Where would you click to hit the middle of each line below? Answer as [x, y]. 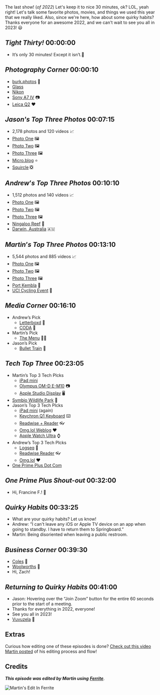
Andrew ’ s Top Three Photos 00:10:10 [62, 183]
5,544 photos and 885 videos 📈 [44, 257]
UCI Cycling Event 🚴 [32, 291]
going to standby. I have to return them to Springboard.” [68, 529]
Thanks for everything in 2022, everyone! [54, 609]
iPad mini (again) [36, 410]
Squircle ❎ [23, 167]
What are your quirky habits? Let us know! [54, 519]
